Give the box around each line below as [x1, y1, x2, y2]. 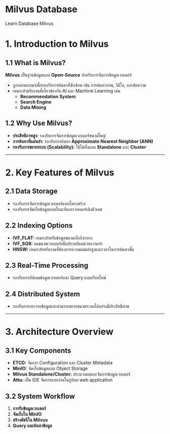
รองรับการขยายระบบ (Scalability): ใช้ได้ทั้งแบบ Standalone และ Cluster [12, 144, 147, 150]
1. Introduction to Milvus [5, 38, 109, 50]
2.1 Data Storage [5, 187, 58, 196]
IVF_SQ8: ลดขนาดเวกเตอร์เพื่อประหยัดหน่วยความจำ [12, 240, 103, 246]
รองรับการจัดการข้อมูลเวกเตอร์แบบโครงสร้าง [12, 200, 86, 206]
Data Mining [20, 104, 47, 110]
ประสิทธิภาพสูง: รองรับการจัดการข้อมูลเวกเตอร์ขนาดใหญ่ [12, 132, 106, 138]
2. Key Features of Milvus [5, 167, 115, 178]
